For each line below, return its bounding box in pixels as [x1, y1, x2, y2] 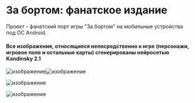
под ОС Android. [6, 29, 47, 36]
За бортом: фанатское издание [6, 4, 167, 17]
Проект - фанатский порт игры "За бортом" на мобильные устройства [6, 23, 183, 30]
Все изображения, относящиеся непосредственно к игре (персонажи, [6, 42, 189, 50]
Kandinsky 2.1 [6, 55, 41, 62]
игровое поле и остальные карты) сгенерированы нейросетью [6, 49, 170, 56]
